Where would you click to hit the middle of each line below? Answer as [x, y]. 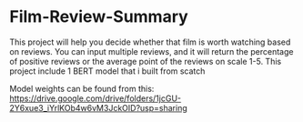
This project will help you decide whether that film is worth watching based [150, 42]
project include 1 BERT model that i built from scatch [107, 71]
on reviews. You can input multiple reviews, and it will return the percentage [151, 51]
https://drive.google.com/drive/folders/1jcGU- [96, 98]
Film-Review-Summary [99, 17]
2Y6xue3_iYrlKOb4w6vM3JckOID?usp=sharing [99, 107]
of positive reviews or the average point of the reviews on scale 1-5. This [146, 61]
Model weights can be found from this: [82, 88]
